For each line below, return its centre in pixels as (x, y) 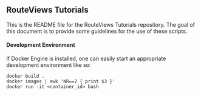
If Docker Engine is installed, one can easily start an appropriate (86, 59)
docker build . (26, 76)
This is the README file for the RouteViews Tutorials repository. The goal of (101, 24)
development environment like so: (49, 65)
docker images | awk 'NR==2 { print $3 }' (61, 81)
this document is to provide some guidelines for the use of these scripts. (97, 31)
